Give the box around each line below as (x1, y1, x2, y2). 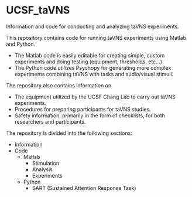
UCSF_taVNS (6, 4, 70, 17)
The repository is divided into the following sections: (6, 130, 133, 137)
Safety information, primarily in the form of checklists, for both (14, 112, 166, 119)
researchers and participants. (14, 118, 86, 125)
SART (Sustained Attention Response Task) (32, 184, 136, 191)
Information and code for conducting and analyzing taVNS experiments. (6, 23, 180, 30)
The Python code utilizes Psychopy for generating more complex (14, 64, 172, 71)
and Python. (6, 40, 36, 47)
